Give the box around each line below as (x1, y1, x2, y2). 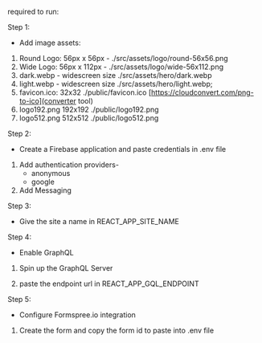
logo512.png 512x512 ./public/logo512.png (18, 113, 159, 123)
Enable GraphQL (18, 248, 74, 257)
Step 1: (7, 22, 30, 31)
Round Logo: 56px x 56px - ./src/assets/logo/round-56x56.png (18, 54, 228, 63)
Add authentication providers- (18, 160, 120, 169)
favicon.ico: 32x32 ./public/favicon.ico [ (18, 88, 152, 97)
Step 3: (7, 201, 31, 210)
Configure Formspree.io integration (18, 310, 136, 320)
